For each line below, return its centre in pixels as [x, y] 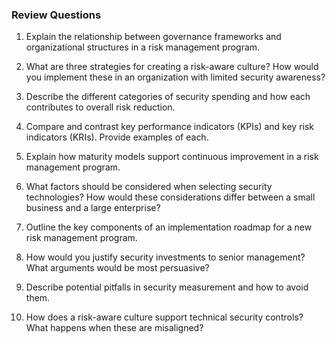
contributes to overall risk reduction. [100, 107]
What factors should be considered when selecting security [149, 187]
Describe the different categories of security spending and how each [168, 97]
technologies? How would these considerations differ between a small [170, 197]
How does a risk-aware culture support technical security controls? [164, 317]
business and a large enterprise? [93, 208]
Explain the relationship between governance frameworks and [153, 37]
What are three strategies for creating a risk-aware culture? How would [172, 67]
